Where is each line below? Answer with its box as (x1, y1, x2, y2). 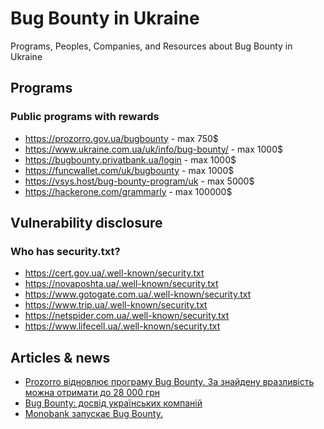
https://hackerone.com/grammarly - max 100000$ (24, 185, 233, 197)
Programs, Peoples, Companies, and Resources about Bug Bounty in (10, 40, 293, 52)
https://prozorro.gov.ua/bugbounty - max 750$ (24, 132, 219, 144)
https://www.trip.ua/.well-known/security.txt (24, 299, 208, 311)
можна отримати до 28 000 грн (24, 387, 161, 399)
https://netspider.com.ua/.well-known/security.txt (24, 310, 230, 322)
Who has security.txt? (10, 244, 121, 258)
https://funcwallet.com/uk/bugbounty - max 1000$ (24, 164, 235, 176)
